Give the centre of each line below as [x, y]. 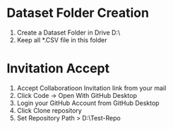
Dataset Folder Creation [78, 13]
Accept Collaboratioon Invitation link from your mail [91, 88]
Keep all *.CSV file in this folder [62, 39]
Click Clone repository [49, 110]
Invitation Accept [58, 69]
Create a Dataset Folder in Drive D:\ [68, 32]
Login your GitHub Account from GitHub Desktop [88, 103]
